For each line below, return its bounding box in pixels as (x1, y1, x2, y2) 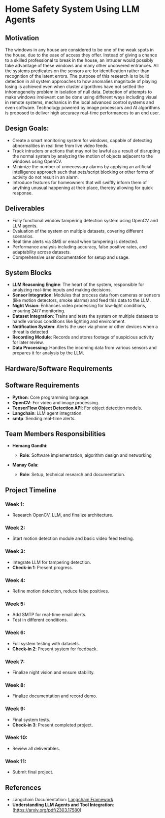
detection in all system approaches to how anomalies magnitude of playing (5, 78, 157, 84)
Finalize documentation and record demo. (12, 693, 98, 699)
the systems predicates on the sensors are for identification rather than (5, 68, 150, 74)
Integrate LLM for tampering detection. (12, 559, 91, 565)
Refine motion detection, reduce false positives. (12, 588, 109, 594)
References (5, 783, 41, 792)
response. (12, 190, 33, 196)
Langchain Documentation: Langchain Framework (12, 796, 114, 802)
